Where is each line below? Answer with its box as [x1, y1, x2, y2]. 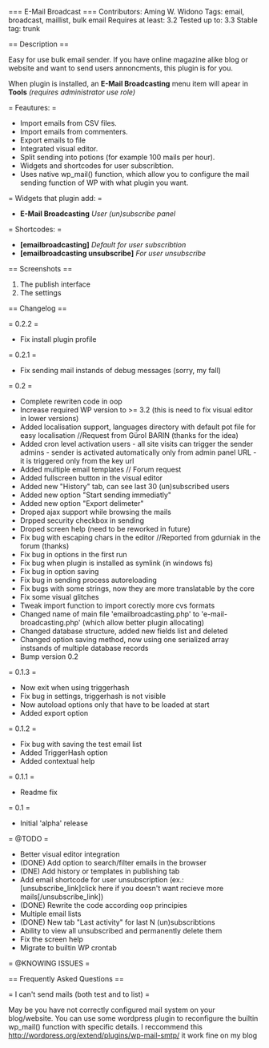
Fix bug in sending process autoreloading [19, 576, 158, 584]
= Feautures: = [8, 103, 58, 112]
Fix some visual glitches [19, 592, 99, 601]
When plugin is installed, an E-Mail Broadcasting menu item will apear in [8, 79, 249, 88]
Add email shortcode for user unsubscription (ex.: [19, 875, 184, 884]
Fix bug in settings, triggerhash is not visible [19, 692, 167, 701]
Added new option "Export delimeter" [19, 499, 144, 508]
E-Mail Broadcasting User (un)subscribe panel [19, 209, 176, 219]
